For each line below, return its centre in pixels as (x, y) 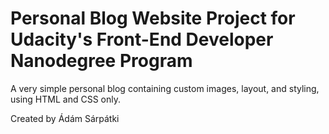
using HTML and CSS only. (65, 99)
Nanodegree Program (101, 61)
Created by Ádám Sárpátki (65, 118)
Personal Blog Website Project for (153, 18)
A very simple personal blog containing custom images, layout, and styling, (165, 88)
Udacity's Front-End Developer (142, 39)
